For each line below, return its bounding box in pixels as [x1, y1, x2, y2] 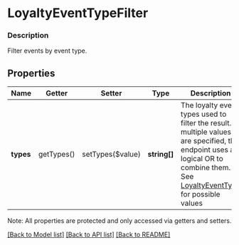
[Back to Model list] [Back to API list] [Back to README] [7, 230, 171, 239]
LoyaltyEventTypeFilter [7, 5, 149, 21]
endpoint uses [180, 145, 229, 155]
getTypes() [38, 150, 75, 160]
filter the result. [180, 118, 232, 128]
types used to [180, 109, 227, 119]
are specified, [180, 136, 227, 146]
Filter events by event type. [7, 46, 87, 55]
